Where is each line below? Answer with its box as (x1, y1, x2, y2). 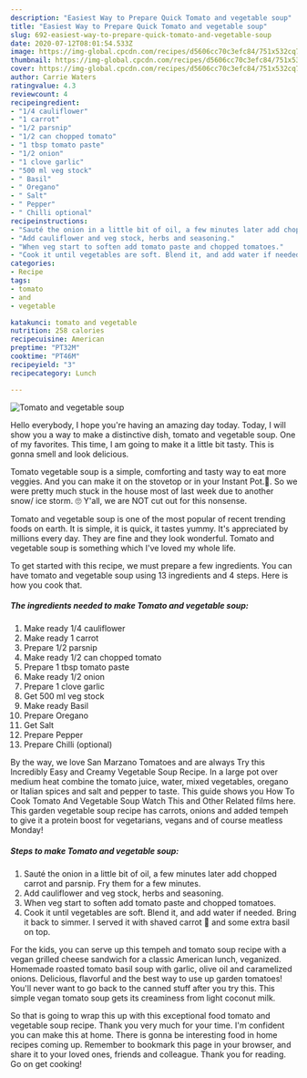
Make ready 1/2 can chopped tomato (23, 652, 162, 663)
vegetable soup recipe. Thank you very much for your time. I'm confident (10, 1020, 285, 1031)
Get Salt (23, 720, 54, 731)
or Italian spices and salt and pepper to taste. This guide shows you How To (10, 785, 295, 797)
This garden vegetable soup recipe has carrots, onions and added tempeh (10, 806, 289, 816)
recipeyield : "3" (10, 360, 77, 369)
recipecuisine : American (10, 334, 105, 344)
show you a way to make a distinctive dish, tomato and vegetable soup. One (10, 429, 296, 440)
